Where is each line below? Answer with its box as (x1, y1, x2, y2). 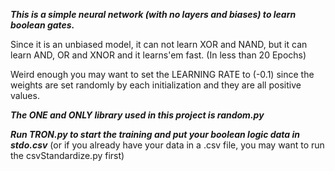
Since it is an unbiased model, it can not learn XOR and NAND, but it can (10, 39, 308, 50)
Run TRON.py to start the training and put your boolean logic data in (10, 129, 301, 140)
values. (10, 90, 40, 101)
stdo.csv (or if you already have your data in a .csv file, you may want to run (10, 139, 325, 151)
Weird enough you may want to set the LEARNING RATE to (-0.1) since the (10, 69, 315, 80)
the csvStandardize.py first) (10, 150, 125, 161)
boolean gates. (10, 19, 75, 31)
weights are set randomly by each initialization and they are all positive (10, 79, 302, 91)
